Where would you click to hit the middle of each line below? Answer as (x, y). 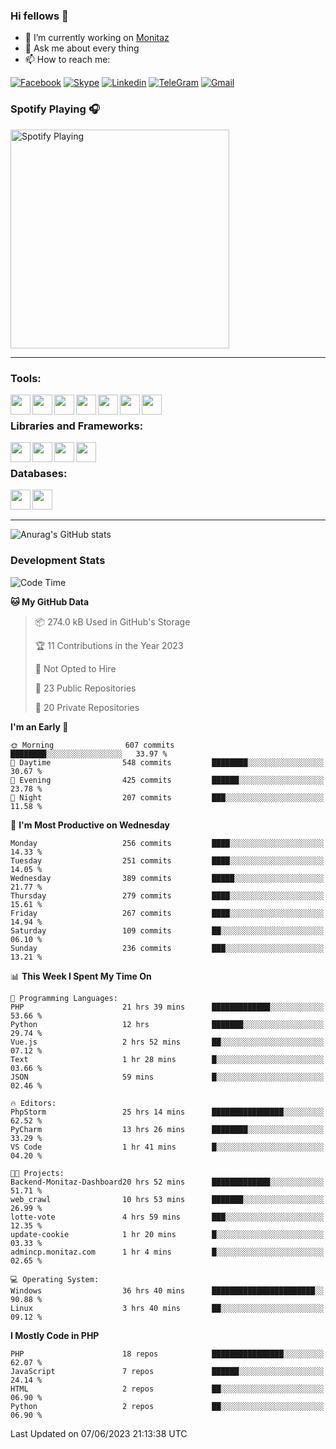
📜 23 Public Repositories (85, 688)
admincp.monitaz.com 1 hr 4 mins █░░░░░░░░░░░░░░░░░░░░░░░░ (167, 1252)
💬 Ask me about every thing (82, 48)
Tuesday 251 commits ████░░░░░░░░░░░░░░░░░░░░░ (167, 860)
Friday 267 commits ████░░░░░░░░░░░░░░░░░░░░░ (167, 913)
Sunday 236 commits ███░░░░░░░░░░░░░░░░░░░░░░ (167, 948)
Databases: (39, 474)
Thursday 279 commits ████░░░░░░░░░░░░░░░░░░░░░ (167, 895)
